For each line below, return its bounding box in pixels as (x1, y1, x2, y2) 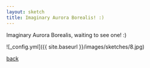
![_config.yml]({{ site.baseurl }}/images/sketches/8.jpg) (6, 43, 145, 50)
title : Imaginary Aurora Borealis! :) (6, 15, 104, 21)
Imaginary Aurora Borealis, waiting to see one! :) (6, 31, 127, 38)
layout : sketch (6, 8, 45, 15)
